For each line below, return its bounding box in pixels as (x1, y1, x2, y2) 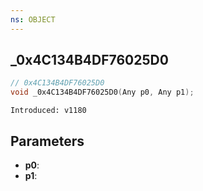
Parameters (10, 132, 85, 150)
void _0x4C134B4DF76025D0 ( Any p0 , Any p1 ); (10, 87, 195, 98)
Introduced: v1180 (10, 106, 87, 116)
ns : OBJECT (10, 14, 56, 25)
